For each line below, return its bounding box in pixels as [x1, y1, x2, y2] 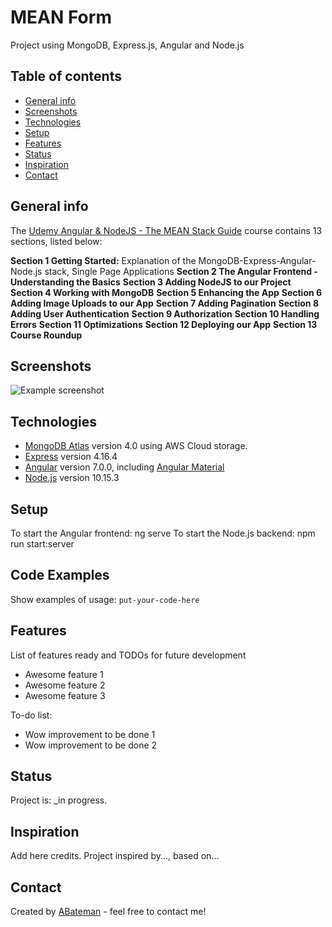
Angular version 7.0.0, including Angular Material [24, 461, 225, 473]
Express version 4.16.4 [24, 451, 118, 463]
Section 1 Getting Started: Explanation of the [10, 254, 197, 266]
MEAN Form [10, 6, 112, 29]
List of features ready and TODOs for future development [10, 649, 247, 661]
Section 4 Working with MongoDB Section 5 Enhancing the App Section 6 [10, 286, 323, 298]
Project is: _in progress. [10, 794, 108, 806]
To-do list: [10, 709, 53, 721]
